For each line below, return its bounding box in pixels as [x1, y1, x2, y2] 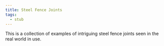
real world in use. [5, 36, 42, 42]
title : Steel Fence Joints [5, 7, 62, 13]
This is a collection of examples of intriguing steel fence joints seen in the [5, 31, 159, 37]
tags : [5, 12, 17, 17]
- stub [10, 17, 24, 22]
